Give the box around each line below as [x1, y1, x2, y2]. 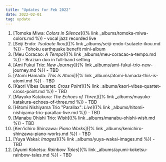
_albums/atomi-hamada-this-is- [92, 73, 158, 79]
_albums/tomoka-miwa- [99, 30, 149, 36]
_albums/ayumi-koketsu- [96, 147, 148, 153]
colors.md [12, 35, 34, 41]
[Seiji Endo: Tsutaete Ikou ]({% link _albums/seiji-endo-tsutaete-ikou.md [12, 41, 160, 47]
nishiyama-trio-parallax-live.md [12, 110, 78, 116]
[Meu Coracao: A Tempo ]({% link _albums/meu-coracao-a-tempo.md [12, 51, 156, 57]
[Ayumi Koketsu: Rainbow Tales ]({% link [12, 147, 96, 153]
